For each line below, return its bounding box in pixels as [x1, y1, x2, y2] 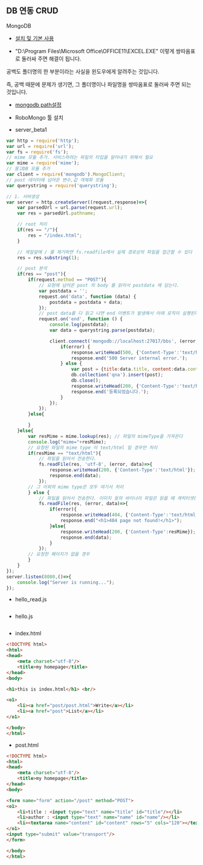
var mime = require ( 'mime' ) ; [6, 160, 80, 166]
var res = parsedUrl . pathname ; [17, 210, 96, 216]
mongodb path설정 [14, 101, 62, 108]
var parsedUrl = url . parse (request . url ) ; [17, 205, 123, 211]
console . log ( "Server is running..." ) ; [17, 579, 115, 585]
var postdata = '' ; [38, 288, 88, 294]
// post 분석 [17, 265, 47, 272]
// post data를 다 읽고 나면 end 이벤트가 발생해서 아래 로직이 [38, 310, 180, 317]
